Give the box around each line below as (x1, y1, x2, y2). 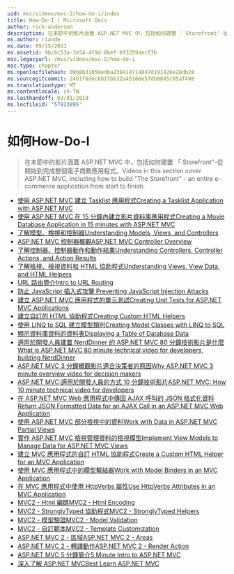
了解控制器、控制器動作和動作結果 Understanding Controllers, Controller (17, 246, 224, 254)
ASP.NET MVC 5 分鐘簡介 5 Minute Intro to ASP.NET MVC (17, 550, 181, 559)
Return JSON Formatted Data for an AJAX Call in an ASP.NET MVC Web (17, 402, 224, 410)
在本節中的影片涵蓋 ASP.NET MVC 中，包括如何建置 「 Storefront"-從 (24, 158, 224, 166)
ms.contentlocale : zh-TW (7, 88, 79, 95)
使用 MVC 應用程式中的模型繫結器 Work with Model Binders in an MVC (17, 466, 218, 474)
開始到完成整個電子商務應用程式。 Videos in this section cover (24, 166, 202, 175)
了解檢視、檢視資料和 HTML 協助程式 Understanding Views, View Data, (17, 262, 220, 270)
